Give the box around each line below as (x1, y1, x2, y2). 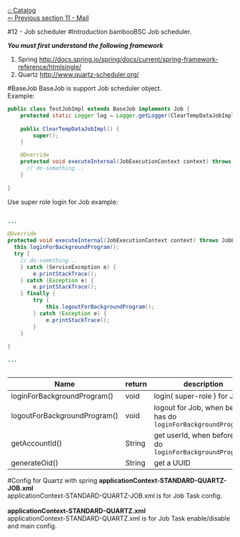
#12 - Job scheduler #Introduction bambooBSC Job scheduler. (7, 28, 192, 36)
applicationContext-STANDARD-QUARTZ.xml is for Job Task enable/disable (7, 513, 231, 523)
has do (154, 411, 177, 421)
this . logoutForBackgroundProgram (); (45, 303, 155, 310)
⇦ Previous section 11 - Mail (7, 14, 89, 22)
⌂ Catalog (7, 6, 36, 14)
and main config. (7, 521, 57, 530)
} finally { (20, 290, 56, 297)
